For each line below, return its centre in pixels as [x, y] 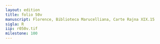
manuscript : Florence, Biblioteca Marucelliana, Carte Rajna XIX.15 [80, 19]
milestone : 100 [22, 33]
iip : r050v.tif [22, 29]
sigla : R [15, 24]
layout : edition [23, 10]
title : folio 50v [24, 15]
